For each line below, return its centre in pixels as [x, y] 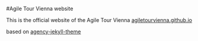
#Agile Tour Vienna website [40, 9]
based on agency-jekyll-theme [44, 31]
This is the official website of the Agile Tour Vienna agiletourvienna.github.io [99, 20]
